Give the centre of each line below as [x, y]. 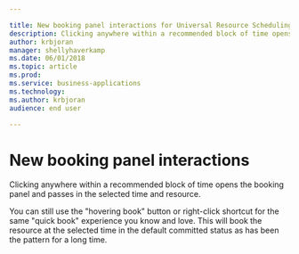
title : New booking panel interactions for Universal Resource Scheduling [151, 25]
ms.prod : [25, 75]
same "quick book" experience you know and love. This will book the [136, 221]
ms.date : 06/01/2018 [48, 59]
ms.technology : [37, 91]
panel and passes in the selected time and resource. [105, 194]
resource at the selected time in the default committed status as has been [144, 230]
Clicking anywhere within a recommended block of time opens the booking [147, 184]
